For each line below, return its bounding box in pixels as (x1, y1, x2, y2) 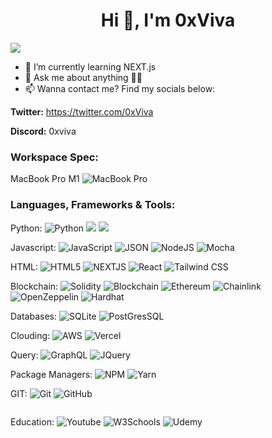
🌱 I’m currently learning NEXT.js (24, 60, 157, 73)
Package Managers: (10, 368, 93, 380)
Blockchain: (10, 280, 59, 292)
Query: (10, 349, 39, 361)
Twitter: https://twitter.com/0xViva (10, 105, 154, 118)
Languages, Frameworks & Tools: (10, 198, 176, 212)
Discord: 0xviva (10, 125, 77, 137)
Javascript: (10, 241, 57, 253)
